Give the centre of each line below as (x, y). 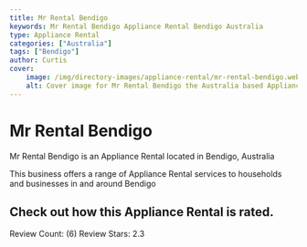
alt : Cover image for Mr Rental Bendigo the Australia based (144, 86)
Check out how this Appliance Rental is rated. (142, 212)
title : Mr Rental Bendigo (58, 18)
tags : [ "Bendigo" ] (44, 52)
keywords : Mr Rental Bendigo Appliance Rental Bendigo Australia (136, 26)
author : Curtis (38, 60)
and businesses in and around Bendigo (83, 183)
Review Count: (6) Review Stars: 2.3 (77, 234)
